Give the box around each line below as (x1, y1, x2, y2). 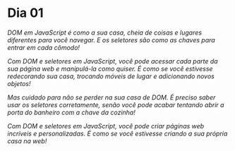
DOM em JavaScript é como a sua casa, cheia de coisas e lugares (7, 28, 203, 37)
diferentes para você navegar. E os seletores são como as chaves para (7, 35, 215, 44)
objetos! (7, 79, 31, 87)
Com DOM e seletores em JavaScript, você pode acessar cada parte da (7, 56, 218, 65)
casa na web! (7, 136, 47, 145)
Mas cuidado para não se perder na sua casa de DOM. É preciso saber (7, 93, 216, 102)
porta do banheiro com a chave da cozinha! (7, 108, 135, 116)
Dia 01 (7, 5, 44, 21)
